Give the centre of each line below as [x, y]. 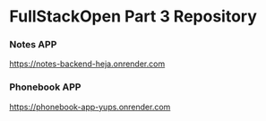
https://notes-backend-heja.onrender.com [87, 64]
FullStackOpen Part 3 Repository [133, 17]
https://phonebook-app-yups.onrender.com [90, 107]
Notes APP [33, 45]
